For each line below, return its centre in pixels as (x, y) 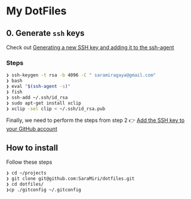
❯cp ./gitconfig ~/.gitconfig (44, 189)
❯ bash (14, 81)
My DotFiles (36, 11)
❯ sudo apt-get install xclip (44, 103)
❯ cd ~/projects (26, 173)
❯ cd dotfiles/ (25, 184)
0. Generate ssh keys (45, 33)
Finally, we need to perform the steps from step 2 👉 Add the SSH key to (95, 120)
